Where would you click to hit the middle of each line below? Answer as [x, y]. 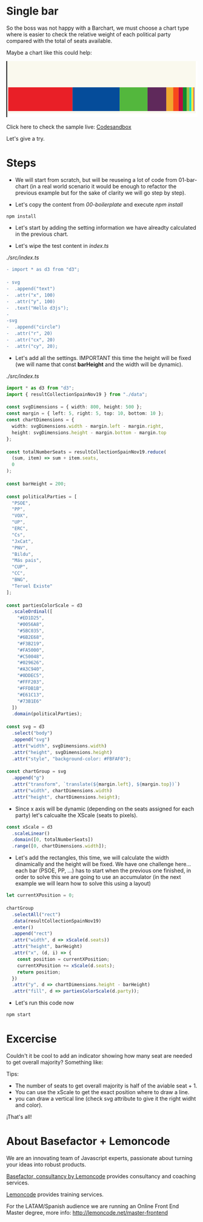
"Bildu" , [23, 554]
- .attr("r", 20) [29, 334]
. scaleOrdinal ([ [32, 612]
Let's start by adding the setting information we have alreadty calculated [105, 228]
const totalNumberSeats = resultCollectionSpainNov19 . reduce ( [86, 452]
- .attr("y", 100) [31, 301]
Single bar [32, 11]
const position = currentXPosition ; [64, 959]
